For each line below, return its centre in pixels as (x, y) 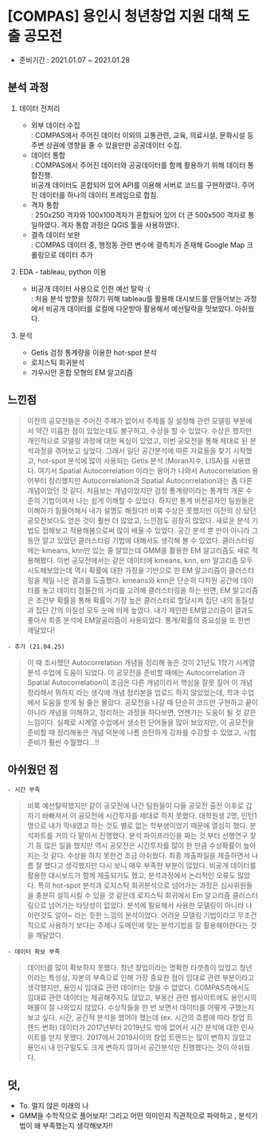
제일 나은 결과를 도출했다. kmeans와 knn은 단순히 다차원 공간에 (141, 580)
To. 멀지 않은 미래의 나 (54, 1106)
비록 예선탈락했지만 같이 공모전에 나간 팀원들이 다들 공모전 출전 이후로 (135, 805)
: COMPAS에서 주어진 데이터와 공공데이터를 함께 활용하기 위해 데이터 (138, 165)
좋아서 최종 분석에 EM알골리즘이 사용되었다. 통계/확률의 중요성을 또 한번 (139, 620)
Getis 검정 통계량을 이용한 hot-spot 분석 (94, 352)
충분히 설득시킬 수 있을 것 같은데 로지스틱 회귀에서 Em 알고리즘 (133, 896)
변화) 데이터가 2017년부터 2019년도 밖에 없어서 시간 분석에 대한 (141, 1028)
